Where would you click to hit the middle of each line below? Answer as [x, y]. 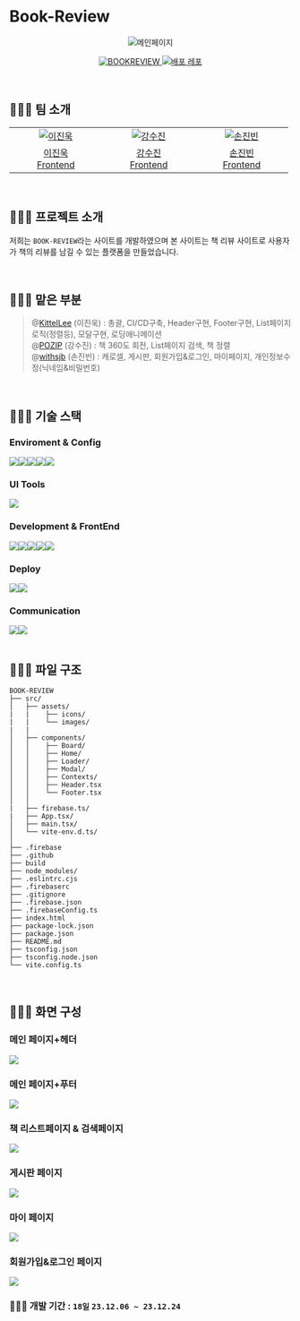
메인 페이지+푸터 [43, 1084]
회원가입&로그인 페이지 [56, 1262]
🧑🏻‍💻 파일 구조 [46, 669]
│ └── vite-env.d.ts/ [54, 832]
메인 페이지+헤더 [43, 1040]
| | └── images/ [50, 723]
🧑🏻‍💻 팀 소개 [40, 110]
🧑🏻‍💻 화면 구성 [46, 1012]
